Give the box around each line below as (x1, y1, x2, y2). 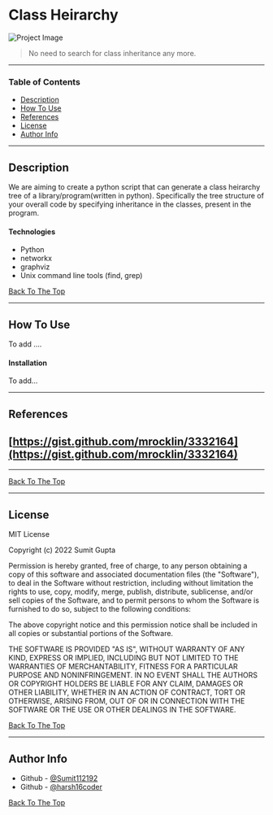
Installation (8, 358, 47, 368)
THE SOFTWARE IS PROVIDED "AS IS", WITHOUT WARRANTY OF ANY (8, 644, 245, 654)
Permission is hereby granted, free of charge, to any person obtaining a (8, 561, 248, 571)
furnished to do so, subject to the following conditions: (8, 604, 191, 614)
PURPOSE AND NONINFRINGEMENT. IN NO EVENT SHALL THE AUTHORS (8, 670, 258, 680)
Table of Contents (8, 76, 81, 87)
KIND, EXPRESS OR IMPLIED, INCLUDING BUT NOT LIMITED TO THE (8, 653, 239, 663)
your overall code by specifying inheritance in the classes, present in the (8, 199, 252, 209)
